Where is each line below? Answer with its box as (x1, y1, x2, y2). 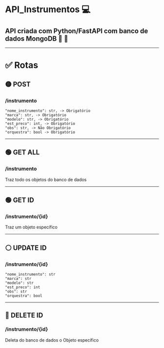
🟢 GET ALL (5, 148, 40, 157)
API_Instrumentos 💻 (5, 4, 91, 15)
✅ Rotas (5, 60, 38, 71)
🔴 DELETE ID (5, 311, 43, 320)
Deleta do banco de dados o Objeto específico (5, 337, 99, 343)
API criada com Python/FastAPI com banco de (5, 26, 148, 35)
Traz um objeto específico (5, 224, 58, 230)
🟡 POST (5, 80, 31, 88)
